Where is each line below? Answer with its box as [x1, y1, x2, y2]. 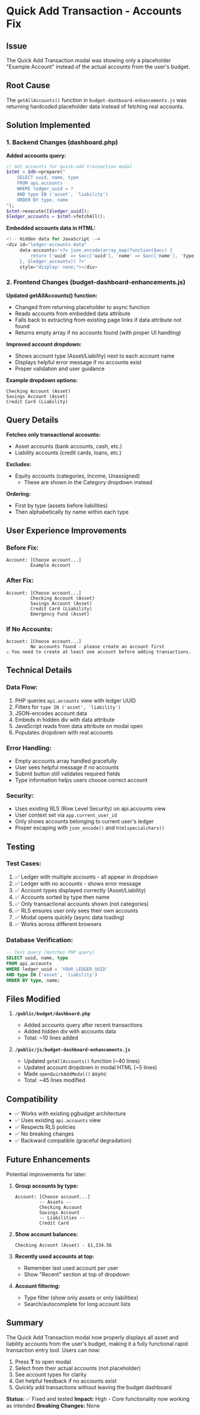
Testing [6, 841, 35, 852]
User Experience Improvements [6, 526, 127, 535]
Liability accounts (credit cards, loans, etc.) [14, 449, 122, 456]
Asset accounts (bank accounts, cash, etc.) [14, 442, 123, 449]
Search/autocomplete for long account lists [23, 1300, 131, 1308]
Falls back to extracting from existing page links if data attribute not [14, 316, 181, 323]
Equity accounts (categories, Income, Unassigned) [14, 472, 140, 479]
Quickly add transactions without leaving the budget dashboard [14, 1383, 172, 1390]
